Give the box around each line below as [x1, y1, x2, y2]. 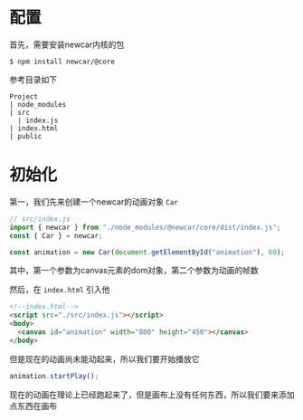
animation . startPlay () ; [9, 371, 99, 380]
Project [9, 91, 39, 101]
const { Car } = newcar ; [9, 231, 103, 240]
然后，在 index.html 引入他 [9, 284, 110, 295]
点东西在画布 [9, 400, 57, 411]
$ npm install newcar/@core [9, 57, 116, 66]
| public [9, 131, 43, 140]
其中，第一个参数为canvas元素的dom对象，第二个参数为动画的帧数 [9, 265, 260, 276]
